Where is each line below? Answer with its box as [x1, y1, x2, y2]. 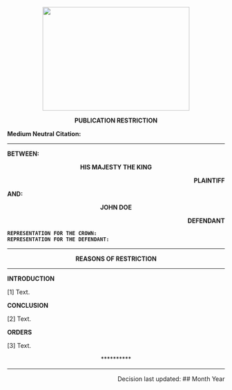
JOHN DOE [99, 203, 133, 211]
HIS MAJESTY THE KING [80, 163, 152, 171]
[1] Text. [7, 288, 30, 296]
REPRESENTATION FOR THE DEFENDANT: [7, 236, 110, 243]
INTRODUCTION [7, 275, 55, 283]
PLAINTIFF [193, 176, 225, 185]
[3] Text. [7, 342, 32, 349]
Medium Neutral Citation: [7, 130, 81, 138]
